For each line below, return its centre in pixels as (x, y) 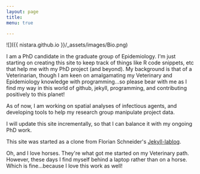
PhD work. (19, 130)
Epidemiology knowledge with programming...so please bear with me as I (97, 82)
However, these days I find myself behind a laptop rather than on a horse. (97, 160)
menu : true (20, 23)
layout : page (22, 12)
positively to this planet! (35, 94)
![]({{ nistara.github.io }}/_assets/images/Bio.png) (67, 45)
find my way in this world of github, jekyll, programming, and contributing (97, 88)
